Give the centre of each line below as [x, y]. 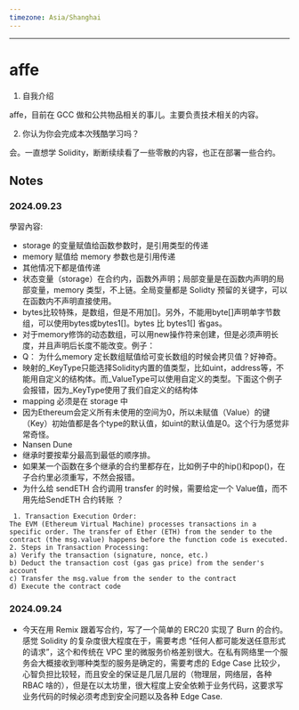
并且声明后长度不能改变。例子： [97, 346]
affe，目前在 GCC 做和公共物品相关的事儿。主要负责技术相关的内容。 [137, 114]
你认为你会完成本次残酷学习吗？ [81, 133]
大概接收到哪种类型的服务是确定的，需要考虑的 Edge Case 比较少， [161, 663]
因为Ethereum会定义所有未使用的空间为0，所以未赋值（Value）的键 [146, 412]
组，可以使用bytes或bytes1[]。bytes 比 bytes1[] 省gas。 [124, 323]
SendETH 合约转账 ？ [85, 500]
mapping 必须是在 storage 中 [75, 401]
